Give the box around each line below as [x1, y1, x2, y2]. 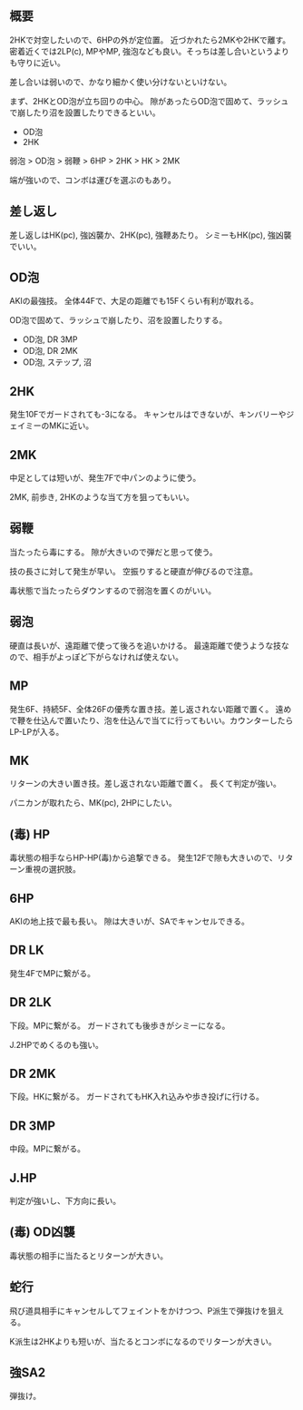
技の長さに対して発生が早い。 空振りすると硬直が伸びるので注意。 [9, 565, 259, 576]
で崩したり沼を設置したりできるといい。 [9, 107, 161, 118]
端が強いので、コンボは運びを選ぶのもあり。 [9, 174, 177, 185]
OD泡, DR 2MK [22, 346, 79, 357]
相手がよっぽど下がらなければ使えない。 [33, 651, 184, 662]
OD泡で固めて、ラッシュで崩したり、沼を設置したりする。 [9, 315, 228, 326]
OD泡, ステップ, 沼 [22, 357, 93, 367]
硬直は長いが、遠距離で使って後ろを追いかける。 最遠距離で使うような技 [9, 640, 281, 651]
